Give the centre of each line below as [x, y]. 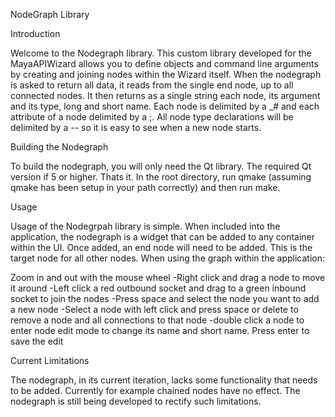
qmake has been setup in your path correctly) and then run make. [145, 187]
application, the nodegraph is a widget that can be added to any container [163, 237]
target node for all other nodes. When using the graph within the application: [167, 258]
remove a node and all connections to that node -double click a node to [157, 320]
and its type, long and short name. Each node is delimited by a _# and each [165, 106]
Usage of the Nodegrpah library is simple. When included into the [145, 226]
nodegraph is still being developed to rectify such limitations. [136, 401]
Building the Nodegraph [59, 147]
